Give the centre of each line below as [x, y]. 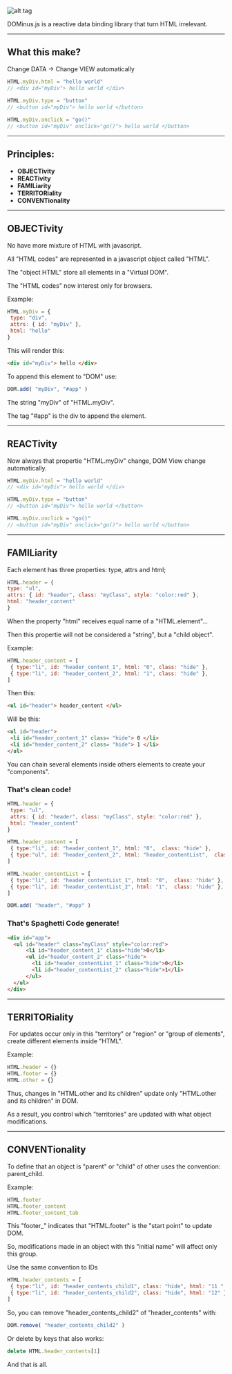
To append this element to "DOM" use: [62, 376]
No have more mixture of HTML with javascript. [75, 245]
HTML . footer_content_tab [43, 1213]
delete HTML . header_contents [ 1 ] [54, 1351]
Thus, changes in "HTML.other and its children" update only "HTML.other [112, 1093]
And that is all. [28, 1364]
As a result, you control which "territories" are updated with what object [109, 1114]
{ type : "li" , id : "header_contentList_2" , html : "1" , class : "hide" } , [117, 887]
